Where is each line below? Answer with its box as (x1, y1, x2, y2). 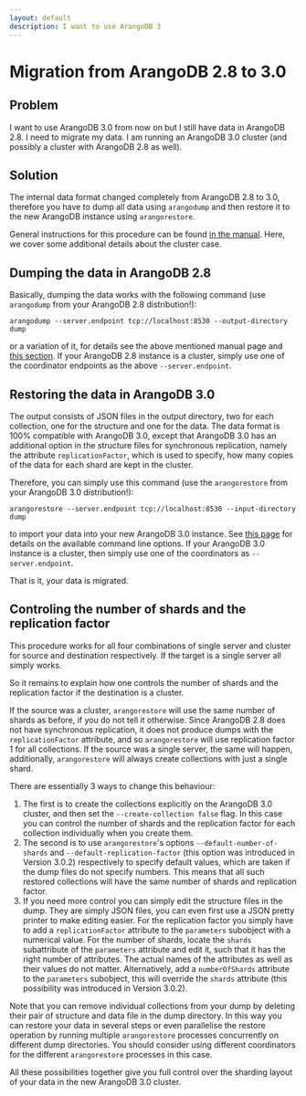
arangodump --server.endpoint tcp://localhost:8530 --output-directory (9, 317, 288, 326)
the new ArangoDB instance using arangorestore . (9, 211, 195, 222)
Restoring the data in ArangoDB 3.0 (9, 386, 216, 402)
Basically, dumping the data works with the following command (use (9, 290, 267, 300)
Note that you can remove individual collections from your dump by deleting (9, 1000, 295, 1011)
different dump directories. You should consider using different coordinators (9, 1038, 296, 1050)
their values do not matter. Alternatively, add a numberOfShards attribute (22, 963, 290, 974)
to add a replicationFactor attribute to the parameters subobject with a (22, 924, 291, 935)
